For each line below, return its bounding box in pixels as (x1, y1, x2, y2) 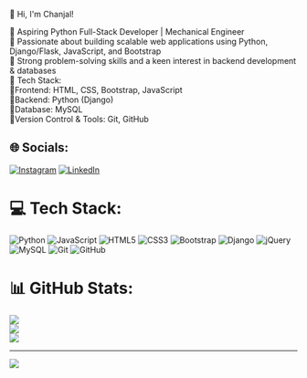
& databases (9, 65, 57, 76)
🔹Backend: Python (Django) (9, 94, 114, 105)
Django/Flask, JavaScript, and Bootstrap (9, 46, 162, 57)
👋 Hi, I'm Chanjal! (9, 9, 75, 19)
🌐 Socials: (9, 140, 69, 155)
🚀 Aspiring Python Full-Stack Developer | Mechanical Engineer (9, 26, 245, 37)
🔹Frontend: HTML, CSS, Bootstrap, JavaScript (9, 85, 183, 95)
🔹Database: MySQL (9, 104, 83, 114)
